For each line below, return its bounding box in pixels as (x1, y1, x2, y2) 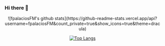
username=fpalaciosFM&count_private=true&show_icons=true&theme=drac (4, 21, 161, 26)
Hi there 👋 (4, 4, 29, 11)
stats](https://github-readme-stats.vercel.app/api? (54, 16, 158, 22)
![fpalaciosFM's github (7, 16, 54, 22)
